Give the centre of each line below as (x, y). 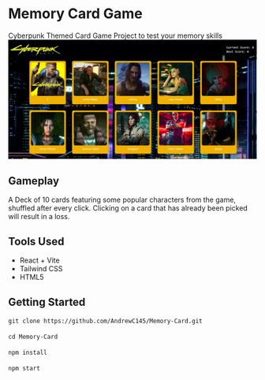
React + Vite (40, 260)
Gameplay (34, 181)
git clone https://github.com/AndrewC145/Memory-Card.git (105, 321)
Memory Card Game (76, 14)
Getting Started (47, 302)
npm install (28, 353)
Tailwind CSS (41, 269)
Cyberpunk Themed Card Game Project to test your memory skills (116, 35)
